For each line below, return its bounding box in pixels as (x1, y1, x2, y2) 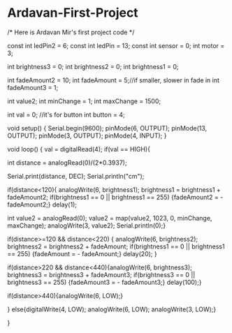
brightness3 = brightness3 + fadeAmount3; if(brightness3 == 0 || (7, 270, 196, 279)
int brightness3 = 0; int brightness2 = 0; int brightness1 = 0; (7, 62, 179, 71)
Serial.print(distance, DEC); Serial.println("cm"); (7, 172, 145, 180)
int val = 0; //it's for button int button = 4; (7, 110, 125, 119)
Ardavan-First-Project (7, 5, 138, 21)
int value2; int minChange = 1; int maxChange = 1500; (7, 96, 161, 105)
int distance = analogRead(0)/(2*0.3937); (7, 158, 127, 167)
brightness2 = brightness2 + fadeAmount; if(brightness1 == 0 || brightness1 (7, 242, 225, 251)
